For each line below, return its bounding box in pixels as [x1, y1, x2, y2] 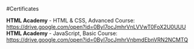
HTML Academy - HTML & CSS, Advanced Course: [6, 17, 135, 24]
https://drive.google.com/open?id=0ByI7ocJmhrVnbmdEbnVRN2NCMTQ [6, 36, 189, 43]
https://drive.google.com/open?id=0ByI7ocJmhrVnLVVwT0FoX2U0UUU [6, 24, 186, 30]
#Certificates [6, 5, 39, 12]
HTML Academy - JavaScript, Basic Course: [6, 30, 118, 37]
